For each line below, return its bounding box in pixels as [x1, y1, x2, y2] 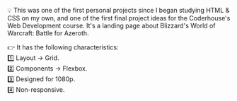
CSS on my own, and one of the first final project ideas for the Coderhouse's [7, 14, 231, 22]
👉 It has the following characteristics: [7, 43, 119, 52]
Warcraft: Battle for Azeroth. [7, 29, 90, 37]
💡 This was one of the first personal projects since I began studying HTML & [7, 6, 230, 14]
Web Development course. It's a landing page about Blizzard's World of [7, 21, 216, 30]
